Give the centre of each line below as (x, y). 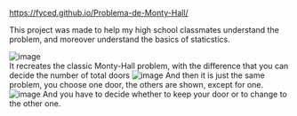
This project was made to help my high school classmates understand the (144, 30)
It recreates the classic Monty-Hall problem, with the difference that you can (149, 66)
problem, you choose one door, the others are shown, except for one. (136, 85)
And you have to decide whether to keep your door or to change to (165, 94)
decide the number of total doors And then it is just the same (137, 75)
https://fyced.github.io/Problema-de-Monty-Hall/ (99, 13)
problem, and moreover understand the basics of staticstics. (120, 39)
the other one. (35, 104)
